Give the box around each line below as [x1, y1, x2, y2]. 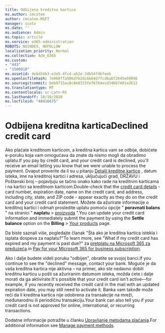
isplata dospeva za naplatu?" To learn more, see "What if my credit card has [5, 235, 159, 241]
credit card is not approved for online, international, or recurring [5, 302, 134, 308]
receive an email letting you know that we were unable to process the [5, 163, 146, 169]
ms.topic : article [5, 35, 43, 40]
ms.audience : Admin [5, 30, 45, 35]
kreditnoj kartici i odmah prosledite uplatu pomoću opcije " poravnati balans [5, 205, 160, 211]
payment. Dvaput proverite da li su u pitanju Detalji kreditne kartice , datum [5, 168, 157, 174]
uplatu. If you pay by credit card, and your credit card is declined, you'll [5, 157, 149, 163]
